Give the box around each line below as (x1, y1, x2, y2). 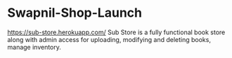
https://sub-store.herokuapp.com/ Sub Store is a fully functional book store (7, 28, 226, 36)
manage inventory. (7, 43, 62, 51)
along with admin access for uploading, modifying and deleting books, (7, 35, 211, 43)
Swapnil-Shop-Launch (7, 5, 143, 21)
